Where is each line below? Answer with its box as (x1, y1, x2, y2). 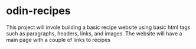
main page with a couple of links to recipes (6, 36, 111, 43)
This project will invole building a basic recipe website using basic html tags (6, 24, 191, 31)
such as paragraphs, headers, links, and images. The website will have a (6, 30, 182, 37)
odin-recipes (6, 4, 71, 18)
